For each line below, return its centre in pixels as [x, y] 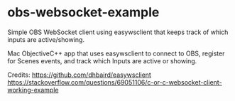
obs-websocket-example [83, 12]
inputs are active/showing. [46, 39]
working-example [33, 90]
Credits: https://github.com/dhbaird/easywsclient [79, 75]
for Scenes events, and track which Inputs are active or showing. [102, 60]
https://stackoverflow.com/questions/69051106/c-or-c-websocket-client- [115, 82]
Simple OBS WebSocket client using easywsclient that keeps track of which [118, 32]
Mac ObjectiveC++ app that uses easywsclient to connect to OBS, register [116, 53]
